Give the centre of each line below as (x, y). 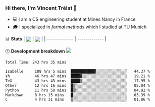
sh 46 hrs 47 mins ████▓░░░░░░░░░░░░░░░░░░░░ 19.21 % (78, 76)
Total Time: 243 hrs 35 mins (36, 63)
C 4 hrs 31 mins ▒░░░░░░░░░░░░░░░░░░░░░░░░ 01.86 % (78, 100)
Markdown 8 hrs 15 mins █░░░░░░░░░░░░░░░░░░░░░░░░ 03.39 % (78, 95)
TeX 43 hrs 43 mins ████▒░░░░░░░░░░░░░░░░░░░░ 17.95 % (78, 81)
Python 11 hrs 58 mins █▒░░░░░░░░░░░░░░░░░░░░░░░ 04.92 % (78, 90)
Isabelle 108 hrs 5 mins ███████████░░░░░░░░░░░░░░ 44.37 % (78, 72)
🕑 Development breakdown (35, 51)
